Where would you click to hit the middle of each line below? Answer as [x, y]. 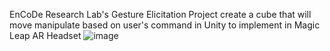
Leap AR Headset [45, 35]
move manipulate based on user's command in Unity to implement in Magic [165, 25]
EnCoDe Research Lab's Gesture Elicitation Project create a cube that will [160, 14]
